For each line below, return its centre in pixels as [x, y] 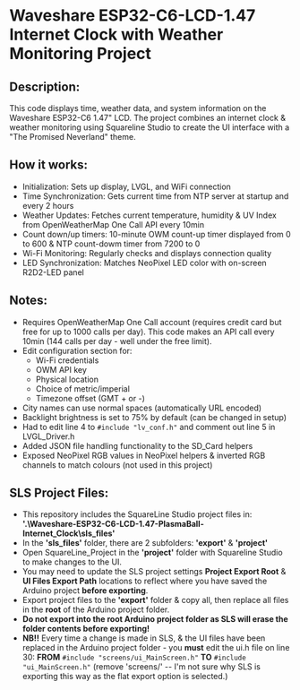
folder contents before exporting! [86, 629]
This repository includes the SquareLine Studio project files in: [137, 514]
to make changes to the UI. [72, 562]
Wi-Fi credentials [67, 360]
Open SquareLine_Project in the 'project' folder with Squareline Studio [153, 553]
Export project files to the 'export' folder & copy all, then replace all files [155, 600]
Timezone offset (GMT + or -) [90, 398]
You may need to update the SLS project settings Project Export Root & [154, 572]
